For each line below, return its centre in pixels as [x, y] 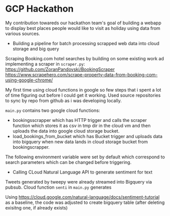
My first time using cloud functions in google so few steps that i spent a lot [83, 90]
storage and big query [36, 49]
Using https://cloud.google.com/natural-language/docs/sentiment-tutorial [82, 197]
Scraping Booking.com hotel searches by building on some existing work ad [84, 58]
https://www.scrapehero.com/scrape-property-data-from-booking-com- [81, 74]
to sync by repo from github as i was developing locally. [63, 100]
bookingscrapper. [31, 147]
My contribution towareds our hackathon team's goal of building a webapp [83, 23]
